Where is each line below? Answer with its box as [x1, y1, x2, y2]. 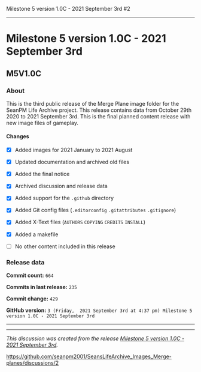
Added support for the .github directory [14, 195, 114, 202]
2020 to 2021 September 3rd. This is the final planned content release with [6, 112, 191, 120]
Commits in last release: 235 [6, 283, 77, 290]
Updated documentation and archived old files [14, 159, 130, 166]
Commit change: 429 [6, 294, 58, 302]
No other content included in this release [14, 243, 115, 250]
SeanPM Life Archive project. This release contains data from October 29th [6, 106, 192, 114]
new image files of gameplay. [6, 119, 79, 126]
